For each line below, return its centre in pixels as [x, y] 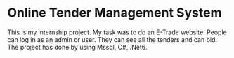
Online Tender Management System [115, 13]
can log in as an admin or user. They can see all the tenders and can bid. [112, 39]
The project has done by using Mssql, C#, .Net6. [77, 47]
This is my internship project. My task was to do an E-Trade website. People [117, 32]
